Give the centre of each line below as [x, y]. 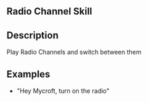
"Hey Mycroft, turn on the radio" [63, 91]
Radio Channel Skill [49, 12]
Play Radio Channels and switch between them [74, 52]
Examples [28, 74]
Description [32, 35]
